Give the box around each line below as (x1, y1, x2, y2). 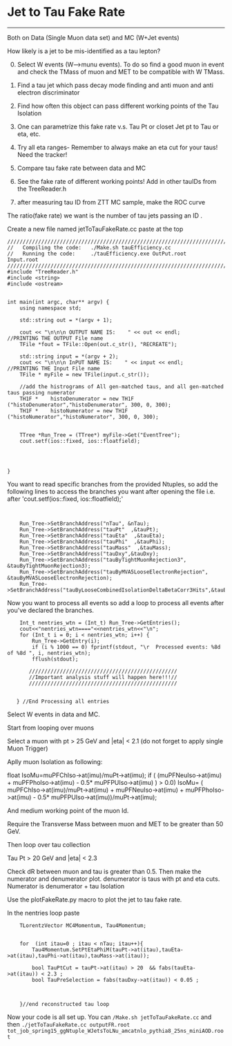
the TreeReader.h (17, 184, 67, 193)
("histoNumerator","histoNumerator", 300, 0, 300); (7, 413, 159, 420)
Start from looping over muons (7, 723, 95, 732)
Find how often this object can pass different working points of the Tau (17, 102, 219, 110)
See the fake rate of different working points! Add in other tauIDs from (17, 177, 217, 185)
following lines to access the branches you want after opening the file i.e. (7, 487, 215, 495)
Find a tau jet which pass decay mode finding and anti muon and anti (17, 81, 214, 89)
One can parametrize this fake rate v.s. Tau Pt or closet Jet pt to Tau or (17, 122, 219, 131)
